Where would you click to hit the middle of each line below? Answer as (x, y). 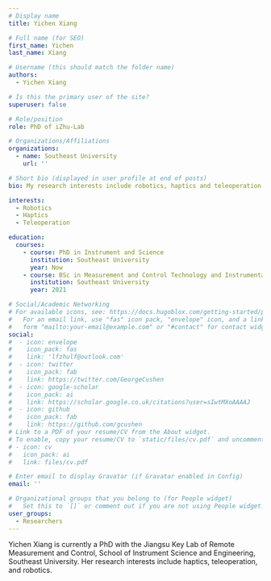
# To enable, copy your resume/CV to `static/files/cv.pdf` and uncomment (137, 439)
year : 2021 (48, 290)
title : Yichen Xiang (43, 23)
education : (27, 238)
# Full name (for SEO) (46, 38)
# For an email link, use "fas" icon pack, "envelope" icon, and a (128, 320)
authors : (23, 75)
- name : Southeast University (66, 157)
